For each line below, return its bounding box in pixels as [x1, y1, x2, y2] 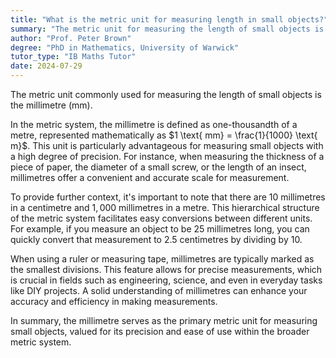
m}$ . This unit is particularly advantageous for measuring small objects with [10, 140, 324, 151]
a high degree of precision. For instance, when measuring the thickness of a [10, 151, 325, 162]
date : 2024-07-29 [10, 61, 83, 71]
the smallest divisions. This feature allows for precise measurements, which [10, 264, 323, 275]
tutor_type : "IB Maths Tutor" [10, 52, 137, 62]
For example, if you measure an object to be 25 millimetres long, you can [10, 223, 310, 235]
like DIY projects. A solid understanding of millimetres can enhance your [10, 285, 308, 296]
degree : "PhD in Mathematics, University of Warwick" [10, 42, 240, 53]
